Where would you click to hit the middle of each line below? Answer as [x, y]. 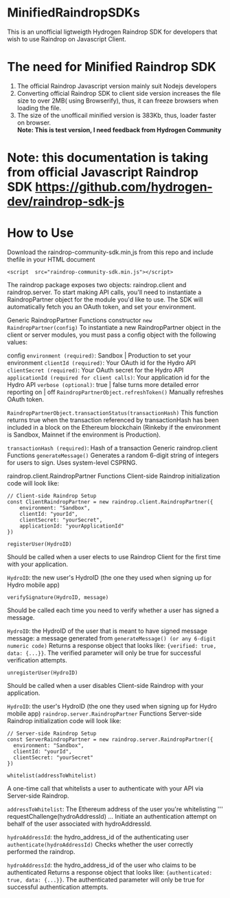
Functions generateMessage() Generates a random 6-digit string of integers [113, 455]
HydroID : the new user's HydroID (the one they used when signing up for [110, 577]
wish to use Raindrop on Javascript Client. [67, 39]
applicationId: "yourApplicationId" [72, 526]
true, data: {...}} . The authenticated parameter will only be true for [106, 880]
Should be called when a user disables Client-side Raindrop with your [105, 686]
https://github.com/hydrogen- [124, 187]
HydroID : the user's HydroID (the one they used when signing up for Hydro [112, 706]
